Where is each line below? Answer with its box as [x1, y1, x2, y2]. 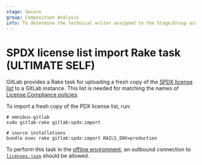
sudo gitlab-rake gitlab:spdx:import [6, 119, 101, 126]
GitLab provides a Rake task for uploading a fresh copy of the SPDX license [6, 79, 193, 86]
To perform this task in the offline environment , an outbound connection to [6, 146, 191, 153]
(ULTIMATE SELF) [6, 58, 95, 72]
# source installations [6, 130, 66, 136]
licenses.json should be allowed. [6, 152, 90, 160]
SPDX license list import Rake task [6, 46, 181, 59]
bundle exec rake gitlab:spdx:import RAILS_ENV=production [6, 136, 158, 142]
